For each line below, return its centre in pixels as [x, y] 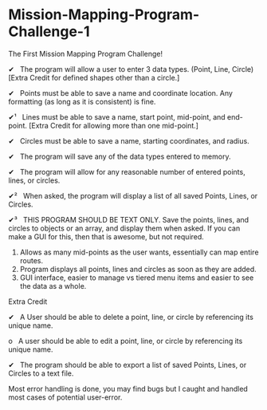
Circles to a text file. [41, 373]
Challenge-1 [49, 32]
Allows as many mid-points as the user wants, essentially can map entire [139, 252]
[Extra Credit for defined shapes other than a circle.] [94, 77]
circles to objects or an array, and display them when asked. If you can [124, 228]
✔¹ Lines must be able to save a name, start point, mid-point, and [117, 116]
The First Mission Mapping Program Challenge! [86, 53]
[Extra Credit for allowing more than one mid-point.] [114, 125]
